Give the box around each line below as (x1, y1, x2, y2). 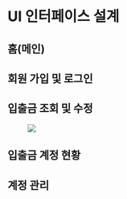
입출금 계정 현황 (7, 148, 81, 162)
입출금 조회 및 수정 (7, 102, 93, 115)
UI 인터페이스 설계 (7, 7, 120, 26)
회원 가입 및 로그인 (7, 72, 93, 85)
